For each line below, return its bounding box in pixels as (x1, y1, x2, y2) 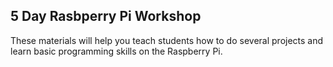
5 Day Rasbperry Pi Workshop (10, 8, 202, 25)
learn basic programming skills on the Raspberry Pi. (10, 45, 223, 57)
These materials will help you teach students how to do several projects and (10, 34, 324, 46)
